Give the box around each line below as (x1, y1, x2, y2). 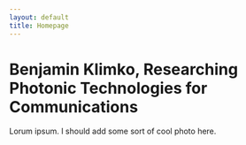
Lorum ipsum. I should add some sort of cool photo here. (9, 126, 217, 137)
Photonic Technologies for (9, 78, 208, 98)
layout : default (9, 12, 69, 22)
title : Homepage (9, 21, 69, 30)
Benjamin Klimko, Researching (9, 59, 239, 80)
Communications (9, 96, 139, 117)
